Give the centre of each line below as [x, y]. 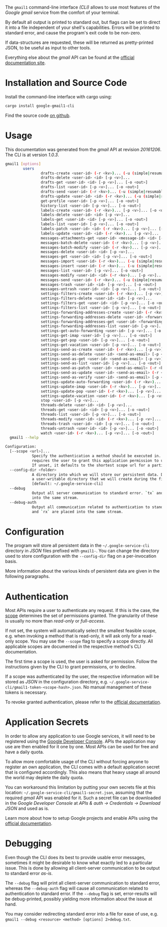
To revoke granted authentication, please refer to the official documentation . [83, 702]
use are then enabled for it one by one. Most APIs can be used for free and [82, 747]
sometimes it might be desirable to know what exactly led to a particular [79, 863]
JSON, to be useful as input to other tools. [48, 48]
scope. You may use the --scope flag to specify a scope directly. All [84, 641]
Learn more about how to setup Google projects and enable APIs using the [82, 818]
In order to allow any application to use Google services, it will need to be [80, 736]
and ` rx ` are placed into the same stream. [77, 512]
